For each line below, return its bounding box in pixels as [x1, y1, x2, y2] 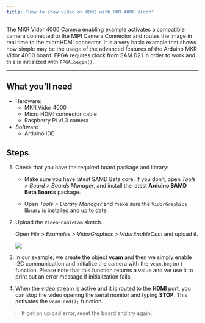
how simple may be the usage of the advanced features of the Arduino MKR [6, 45, 197, 52]
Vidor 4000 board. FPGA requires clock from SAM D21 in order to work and [6, 51, 196, 59]
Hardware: [15, 98, 42, 105]
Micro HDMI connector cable [24, 110, 98, 118]
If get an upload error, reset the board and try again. [21, 310, 153, 317]
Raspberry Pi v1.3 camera [24, 117, 89, 124]
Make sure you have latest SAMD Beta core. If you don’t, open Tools [24, 176, 196, 183]
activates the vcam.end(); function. [15, 298, 104, 305]
